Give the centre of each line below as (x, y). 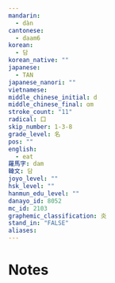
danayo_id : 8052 (35, 201)
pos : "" (21, 141)
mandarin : (25, 16)
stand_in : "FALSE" (38, 223)
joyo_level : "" (33, 179)
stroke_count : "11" (40, 112)
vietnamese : (28, 90)
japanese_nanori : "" (42, 82)
